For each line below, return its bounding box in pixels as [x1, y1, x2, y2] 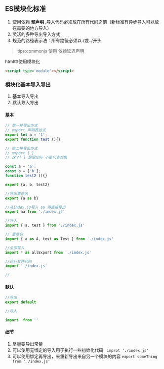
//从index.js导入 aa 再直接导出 [5, 205, 66, 210]
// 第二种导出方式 [5, 146, 38, 151]
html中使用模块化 [5, 59, 41, 64]
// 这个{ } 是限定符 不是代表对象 [5, 155, 67, 160]
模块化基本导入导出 [5, 81, 51, 88]
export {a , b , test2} [5, 182, 50, 187]
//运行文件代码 [5, 259, 32, 264]
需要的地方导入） [16, 25, 52, 31]
